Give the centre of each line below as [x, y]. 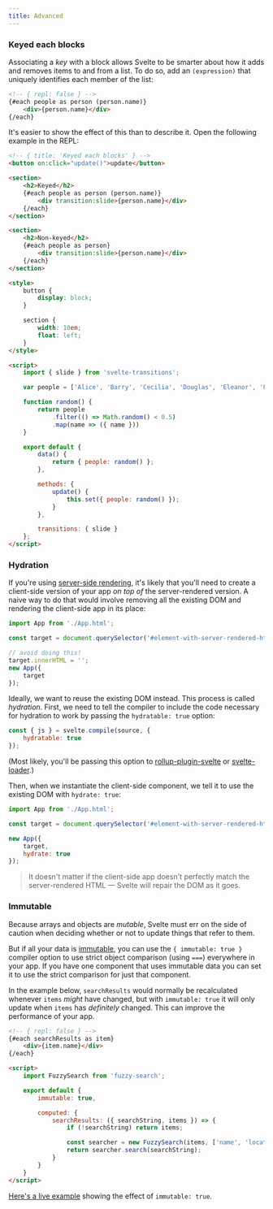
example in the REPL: [44, 141]
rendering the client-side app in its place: [77, 609]
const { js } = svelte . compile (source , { [80, 731]
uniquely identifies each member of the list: [81, 79]
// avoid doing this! [45, 653]
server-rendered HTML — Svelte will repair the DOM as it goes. [134, 886]
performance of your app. [52, 1016]
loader [19, 770]
